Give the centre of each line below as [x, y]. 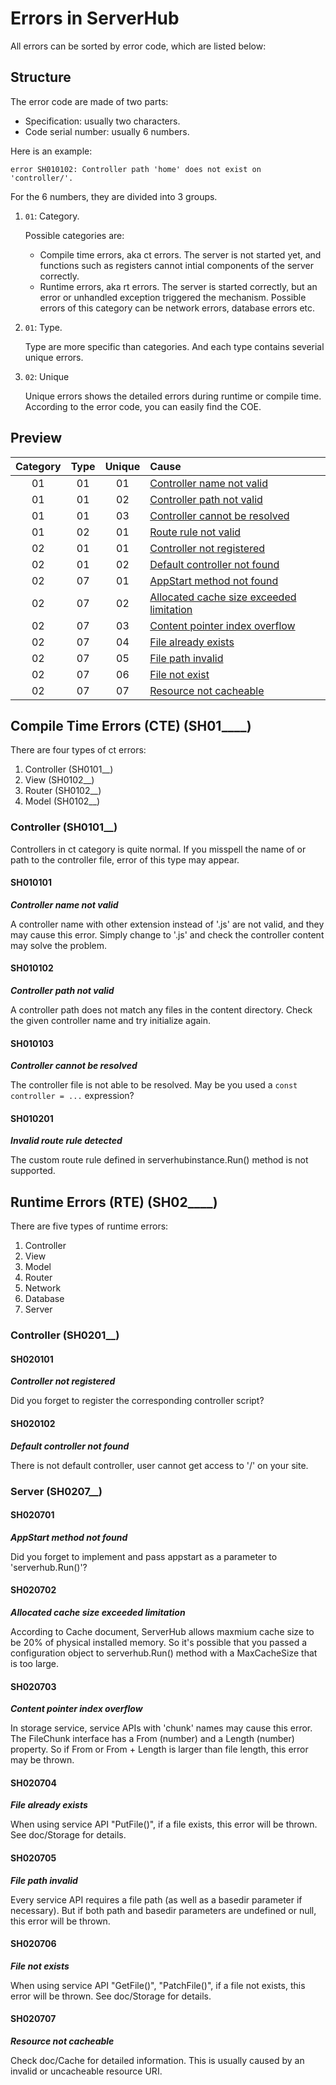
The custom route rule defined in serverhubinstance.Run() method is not [159, 1160]
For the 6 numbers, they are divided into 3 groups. [114, 196]
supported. [33, 1171]
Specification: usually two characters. [102, 121]
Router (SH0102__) [63, 791]
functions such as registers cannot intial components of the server [177, 265]
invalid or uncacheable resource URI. [86, 2071]
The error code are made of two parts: [89, 101]
